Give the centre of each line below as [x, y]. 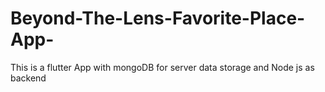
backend [28, 78]
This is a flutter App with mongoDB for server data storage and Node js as [162, 67]
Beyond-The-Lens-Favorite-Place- [158, 18]
